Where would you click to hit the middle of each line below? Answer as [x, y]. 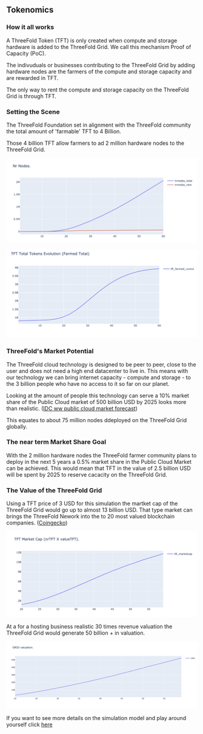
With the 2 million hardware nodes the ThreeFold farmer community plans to [101, 455]
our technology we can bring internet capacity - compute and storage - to [98, 377]
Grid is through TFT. [31, 96]
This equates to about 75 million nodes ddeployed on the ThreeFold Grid [97, 420]
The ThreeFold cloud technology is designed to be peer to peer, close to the [101, 364]
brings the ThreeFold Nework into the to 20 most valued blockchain [90, 517]
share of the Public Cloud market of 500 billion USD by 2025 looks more [96, 402]
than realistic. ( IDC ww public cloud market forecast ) [72, 408]
